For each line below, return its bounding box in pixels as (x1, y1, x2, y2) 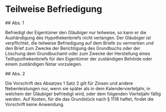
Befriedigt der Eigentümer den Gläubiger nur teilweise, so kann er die (5, 29, 147, 35)
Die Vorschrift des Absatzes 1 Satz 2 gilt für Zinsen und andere (5, 80, 133, 86)
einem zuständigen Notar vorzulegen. (5, 61, 82, 67)
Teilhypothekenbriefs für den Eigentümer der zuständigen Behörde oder (5, 56, 153, 61)
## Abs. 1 (5, 20, 24, 26)
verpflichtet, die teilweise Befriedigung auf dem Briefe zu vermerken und (5, 40, 154, 46)
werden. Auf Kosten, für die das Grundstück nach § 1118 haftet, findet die (5, 96, 154, 102)
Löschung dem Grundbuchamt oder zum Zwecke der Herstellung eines (5, 51, 150, 56)
